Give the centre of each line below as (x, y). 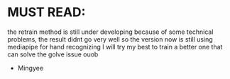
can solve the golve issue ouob (53, 54)
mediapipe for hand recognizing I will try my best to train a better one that (115, 47)
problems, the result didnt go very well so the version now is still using (110, 39)
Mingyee (31, 68)
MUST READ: (46, 12)
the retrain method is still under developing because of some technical (110, 32)
